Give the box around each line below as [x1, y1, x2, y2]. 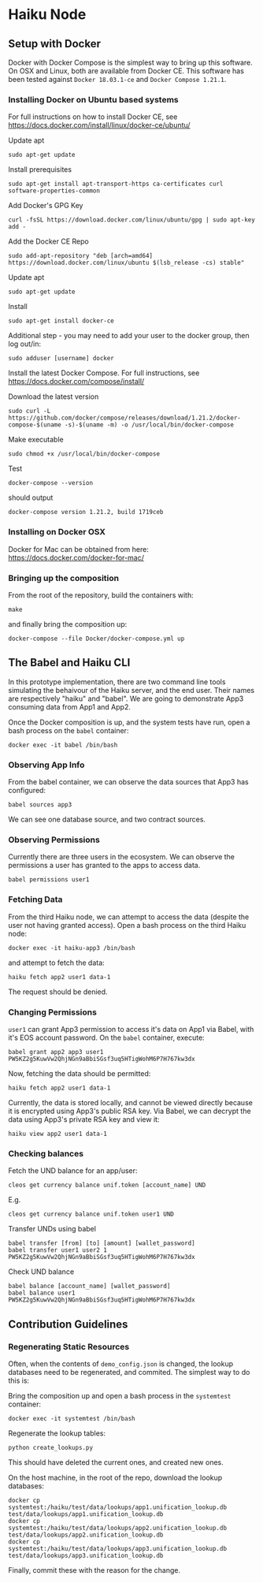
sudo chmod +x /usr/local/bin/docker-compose [8, 450, 160, 458]
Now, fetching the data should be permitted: [8, 1068, 151, 1078]
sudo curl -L [8, 408, 51, 415]
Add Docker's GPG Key [8, 201, 83, 210]
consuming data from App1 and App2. [8, 702, 131, 711]
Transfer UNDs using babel [8, 1224, 97, 1234]
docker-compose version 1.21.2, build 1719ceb [8, 508, 164, 516]
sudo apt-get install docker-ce [8, 317, 114, 325]
